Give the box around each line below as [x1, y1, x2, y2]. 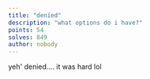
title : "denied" [8, 11, 62, 20]
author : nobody [8, 41, 58, 48]
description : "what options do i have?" [8, 19, 144, 27]
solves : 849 [8, 33, 47, 41]
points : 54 [8, 26, 44, 34]
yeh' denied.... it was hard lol [8, 62, 102, 71]
